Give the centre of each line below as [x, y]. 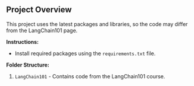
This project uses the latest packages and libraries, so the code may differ [97, 24]
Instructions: [23, 42]
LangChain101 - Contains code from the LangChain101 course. [90, 76]
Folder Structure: [28, 65]
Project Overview [39, 10]
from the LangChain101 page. [42, 30]
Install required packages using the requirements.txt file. [85, 53]
